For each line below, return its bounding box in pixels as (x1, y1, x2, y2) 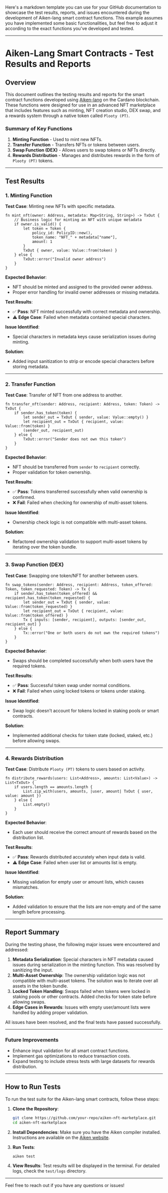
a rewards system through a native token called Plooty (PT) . (5, 112, 130, 118)
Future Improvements (5, 1036, 59, 1043)
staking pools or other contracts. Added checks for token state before (12, 993, 156, 999)
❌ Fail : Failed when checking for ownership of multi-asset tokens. (12, 499, 148, 505)
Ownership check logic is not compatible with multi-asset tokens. (12, 519, 147, 525)
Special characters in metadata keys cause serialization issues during (12, 333, 156, 339)
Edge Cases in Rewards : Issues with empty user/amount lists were (12, 1004, 150, 1010)
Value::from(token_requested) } (5, 604, 72, 609)
